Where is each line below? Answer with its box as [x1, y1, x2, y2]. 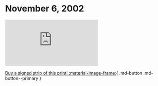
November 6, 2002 [5, 3, 84, 14]
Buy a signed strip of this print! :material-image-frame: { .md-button [5, 70, 143, 76]
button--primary [5, 75, 39, 81]
